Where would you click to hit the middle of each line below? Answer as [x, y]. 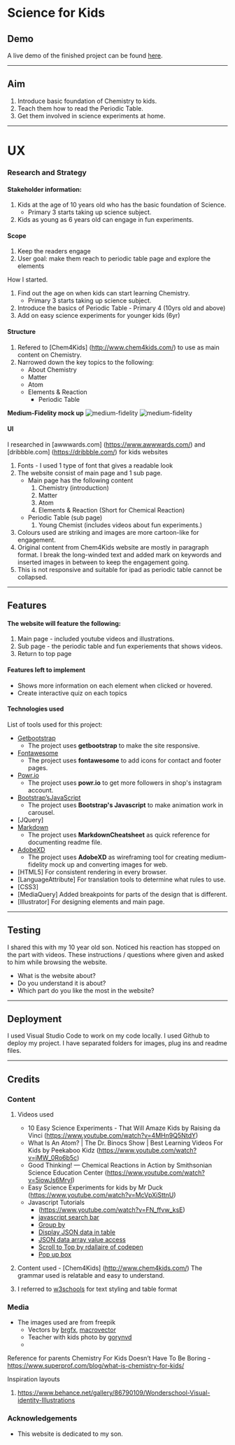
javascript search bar [69, 1217]
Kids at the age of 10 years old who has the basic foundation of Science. [122, 205]
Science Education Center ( [67, 1173]
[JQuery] [30, 820]
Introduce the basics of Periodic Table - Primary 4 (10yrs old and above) [121, 308]
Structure [22, 331]
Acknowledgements [42, 1418]
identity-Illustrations [46, 1400]
